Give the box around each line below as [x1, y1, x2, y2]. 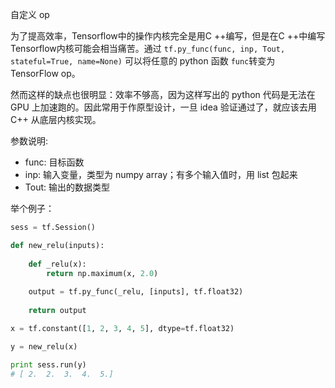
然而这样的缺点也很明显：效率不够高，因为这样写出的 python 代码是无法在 [10, 89, 316, 100]
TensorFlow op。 [10, 68, 81, 79]
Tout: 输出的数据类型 [24, 181, 110, 193]
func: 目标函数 [24, 156, 85, 168]
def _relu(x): [28, 259, 87, 269]
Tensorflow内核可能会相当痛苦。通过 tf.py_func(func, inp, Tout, [10, 43, 286, 54]
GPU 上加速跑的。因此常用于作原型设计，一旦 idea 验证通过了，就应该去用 [10, 101, 317, 113]
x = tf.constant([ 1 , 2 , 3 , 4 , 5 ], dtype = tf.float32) [10, 323, 235, 333]
